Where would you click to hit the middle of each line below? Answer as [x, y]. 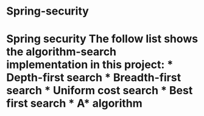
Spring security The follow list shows [102, 39]
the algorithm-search [62, 52]
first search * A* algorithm [75, 104]
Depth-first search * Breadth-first [94, 78]
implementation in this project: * [90, 65]
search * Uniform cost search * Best [100, 91]
